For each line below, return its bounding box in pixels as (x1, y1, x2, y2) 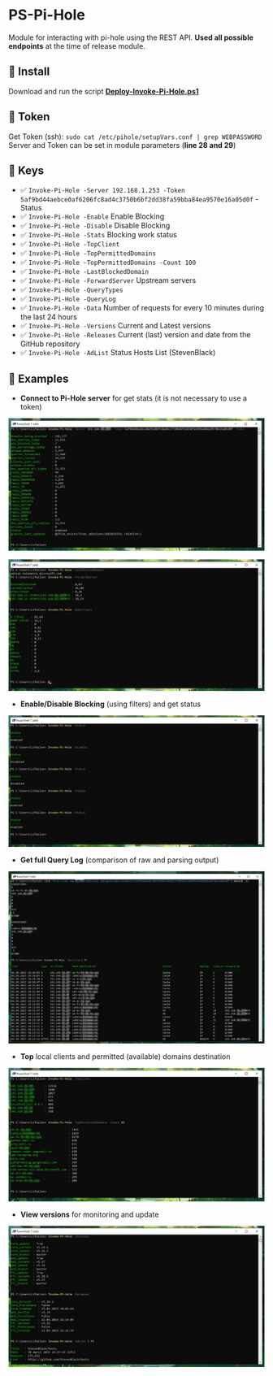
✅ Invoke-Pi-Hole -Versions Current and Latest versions (19, 321, 211, 331)
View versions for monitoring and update (19, 1209, 159, 1219)
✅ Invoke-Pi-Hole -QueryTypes (19, 284, 123, 294)
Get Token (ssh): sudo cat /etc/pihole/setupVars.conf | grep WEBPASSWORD (8, 132, 262, 141)
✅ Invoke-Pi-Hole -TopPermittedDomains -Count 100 (19, 258, 197, 267)
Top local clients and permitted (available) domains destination (19, 1052, 231, 1061)
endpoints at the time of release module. (8, 41, 146, 50)
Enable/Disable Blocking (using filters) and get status (19, 699, 201, 709)
